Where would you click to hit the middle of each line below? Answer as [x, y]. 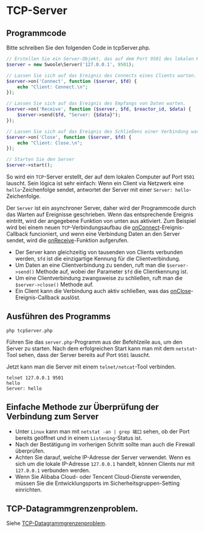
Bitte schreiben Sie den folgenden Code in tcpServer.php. [78, 48]
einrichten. [29, 489]
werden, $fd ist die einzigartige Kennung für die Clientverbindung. [98, 259]
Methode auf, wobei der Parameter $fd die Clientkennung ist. [112, 271]
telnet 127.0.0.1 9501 [35, 378]
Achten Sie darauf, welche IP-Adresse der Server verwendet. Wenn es [103, 457]
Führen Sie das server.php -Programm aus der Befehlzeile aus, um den [94, 342]
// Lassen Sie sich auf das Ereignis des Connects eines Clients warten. [102, 76]
